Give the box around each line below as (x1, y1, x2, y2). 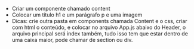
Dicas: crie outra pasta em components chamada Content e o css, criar (11, 18, 187, 24)
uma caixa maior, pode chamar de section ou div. (11, 37, 133, 43)
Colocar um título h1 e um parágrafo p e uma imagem (11, 11, 143, 18)
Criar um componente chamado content (11, 5, 110, 12)
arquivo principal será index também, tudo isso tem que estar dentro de (11, 30, 188, 37)
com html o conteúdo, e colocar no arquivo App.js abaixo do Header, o (11, 24, 186, 31)
